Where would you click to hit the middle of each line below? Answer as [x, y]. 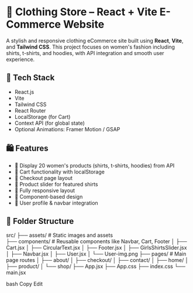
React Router [30, 110]
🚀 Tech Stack [30, 78]
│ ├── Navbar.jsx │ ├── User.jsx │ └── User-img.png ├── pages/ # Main [96, 254]
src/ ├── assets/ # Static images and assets [59, 235]
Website [84, 24]
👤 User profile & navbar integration [56, 203]
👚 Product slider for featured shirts [56, 184]
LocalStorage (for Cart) [42, 117]
